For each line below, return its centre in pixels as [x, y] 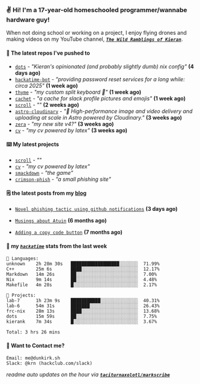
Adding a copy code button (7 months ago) [69, 232]
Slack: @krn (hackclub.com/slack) [50, 364]
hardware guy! [28, 19]
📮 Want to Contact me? [35, 346]
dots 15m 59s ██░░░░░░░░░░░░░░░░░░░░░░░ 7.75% [82, 317]
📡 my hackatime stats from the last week [56, 246]
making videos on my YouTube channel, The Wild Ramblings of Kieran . [95, 39]
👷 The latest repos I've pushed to [48, 53]
